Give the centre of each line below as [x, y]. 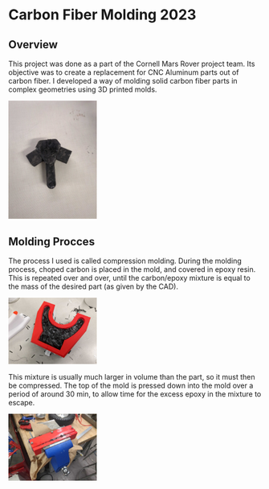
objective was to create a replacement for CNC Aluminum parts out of [124, 72]
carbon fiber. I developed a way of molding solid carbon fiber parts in [123, 81]
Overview [33, 45]
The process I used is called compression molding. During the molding [125, 261]
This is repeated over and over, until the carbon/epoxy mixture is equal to [129, 278]
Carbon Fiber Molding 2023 [102, 15]
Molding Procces [51, 242]
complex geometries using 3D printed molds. [83, 89]
